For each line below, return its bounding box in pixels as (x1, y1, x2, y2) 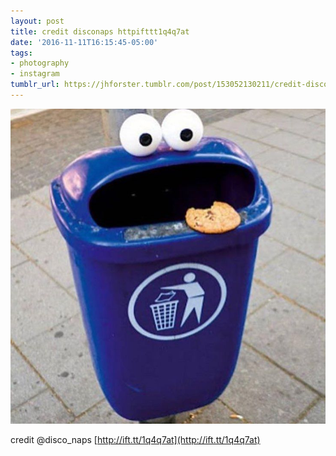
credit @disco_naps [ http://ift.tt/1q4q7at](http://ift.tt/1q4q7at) (10, 433, 261, 445)
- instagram (10, 69, 60, 79)
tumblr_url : (10, 80, 60, 90)
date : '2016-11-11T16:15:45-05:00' (10, 37, 159, 47)
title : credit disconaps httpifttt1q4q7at (10, 26, 190, 37)
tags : (10, 48, 33, 58)
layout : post (10, 16, 65, 26)
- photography (10, 58, 70, 69)
